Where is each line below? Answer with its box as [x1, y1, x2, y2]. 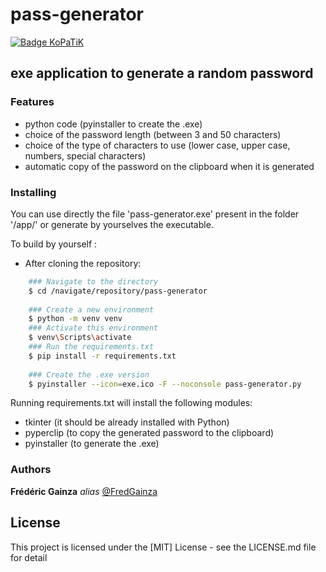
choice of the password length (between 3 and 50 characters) [24, 128, 282, 140]
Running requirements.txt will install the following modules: [10, 397, 253, 409]
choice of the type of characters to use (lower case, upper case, [24, 139, 291, 151]
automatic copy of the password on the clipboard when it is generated [24, 160, 315, 172]
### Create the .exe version [28, 369, 150, 380]
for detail [10, 551, 48, 563]
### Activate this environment [28, 323, 159, 333]
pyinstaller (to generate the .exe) [24, 438, 160, 450]
